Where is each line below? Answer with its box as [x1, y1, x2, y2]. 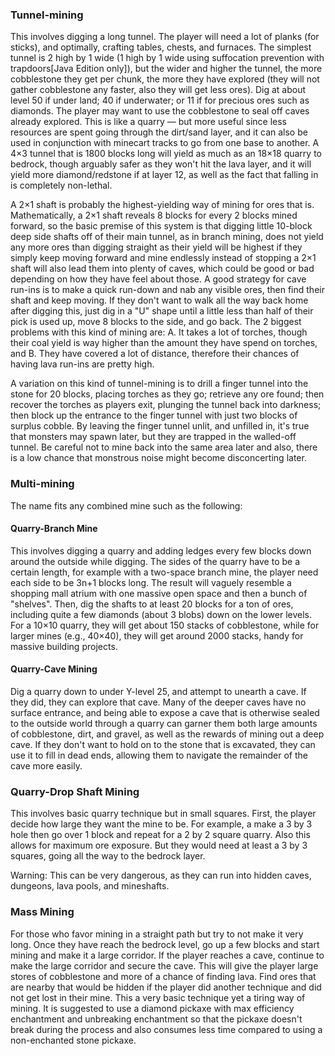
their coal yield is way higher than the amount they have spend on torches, [10, 337, 318, 349]
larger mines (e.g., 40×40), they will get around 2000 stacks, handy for [10, 629, 304, 642]
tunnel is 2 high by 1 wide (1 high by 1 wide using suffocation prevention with [10, 52, 325, 64]
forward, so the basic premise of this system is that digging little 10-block [10, 220, 313, 232]
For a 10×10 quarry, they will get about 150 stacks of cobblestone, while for [10, 619, 320, 631]
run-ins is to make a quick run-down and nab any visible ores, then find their [10, 284, 325, 296]
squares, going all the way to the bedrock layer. [10, 850, 206, 862]
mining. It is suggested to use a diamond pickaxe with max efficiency [10, 1002, 295, 1014]
